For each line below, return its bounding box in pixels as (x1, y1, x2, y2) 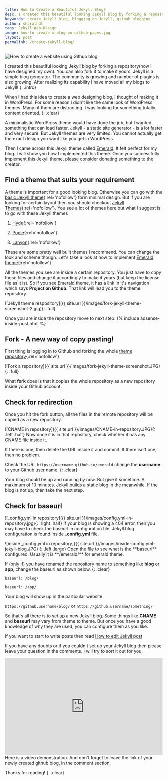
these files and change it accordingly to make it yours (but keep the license (5, 274, 160, 280)
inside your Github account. (5, 383, 62, 390)
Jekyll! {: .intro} (5, 84, 36, 90)
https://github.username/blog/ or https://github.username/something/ (5, 603, 153, 609)
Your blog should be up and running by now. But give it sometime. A (5, 477, 145, 483)
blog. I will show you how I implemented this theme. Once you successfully (5, 150, 160, 156)
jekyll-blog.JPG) (5, 546, 38, 552)
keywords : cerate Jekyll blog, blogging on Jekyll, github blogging (5, 16, 151, 21)
